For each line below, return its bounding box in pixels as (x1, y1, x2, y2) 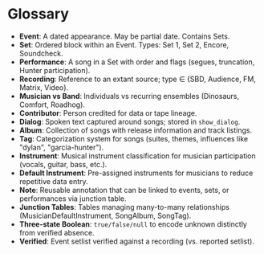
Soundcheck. (18, 48, 63, 58)
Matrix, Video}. (18, 82, 69, 92)
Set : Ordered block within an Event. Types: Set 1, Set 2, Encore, (18, 39, 229, 49)
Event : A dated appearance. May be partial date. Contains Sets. (18, 31, 230, 41)
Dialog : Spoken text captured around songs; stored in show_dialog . (18, 117, 241, 126)
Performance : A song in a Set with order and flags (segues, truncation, (18, 57, 255, 67)
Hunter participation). (18, 65, 91, 75)
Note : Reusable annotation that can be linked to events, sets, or (18, 185, 229, 195)
